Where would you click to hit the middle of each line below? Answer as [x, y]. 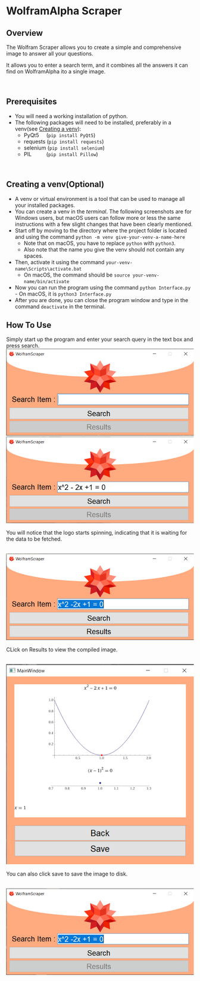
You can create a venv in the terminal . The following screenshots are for [103, 211]
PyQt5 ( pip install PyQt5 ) [60, 135]
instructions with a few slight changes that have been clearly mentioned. [104, 224]
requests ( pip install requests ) [64, 141]
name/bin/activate [46, 281]
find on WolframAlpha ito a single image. [56, 72]
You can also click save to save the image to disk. [67, 874]
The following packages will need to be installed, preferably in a [93, 122]
